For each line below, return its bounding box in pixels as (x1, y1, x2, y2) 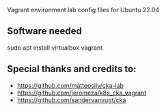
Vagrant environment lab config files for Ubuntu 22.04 (7, 6, 160, 14)
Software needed (7, 25, 82, 37)
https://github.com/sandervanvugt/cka (16, 95, 126, 104)
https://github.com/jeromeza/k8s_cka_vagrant (16, 89, 147, 97)
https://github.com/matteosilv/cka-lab (16, 81, 124, 89)
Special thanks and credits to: (7, 63, 137, 75)
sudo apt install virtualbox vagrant (7, 44, 103, 52)
